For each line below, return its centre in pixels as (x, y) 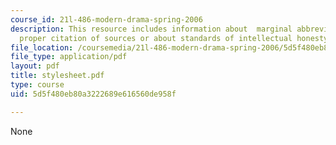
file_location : (42, 47)
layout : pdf (35, 66)
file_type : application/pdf (69, 57)
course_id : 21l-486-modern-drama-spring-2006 (106, 19)
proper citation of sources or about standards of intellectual (156, 38)
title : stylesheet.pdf (57, 76)
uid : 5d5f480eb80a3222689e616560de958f (93, 94)
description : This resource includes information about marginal (151, 29)
